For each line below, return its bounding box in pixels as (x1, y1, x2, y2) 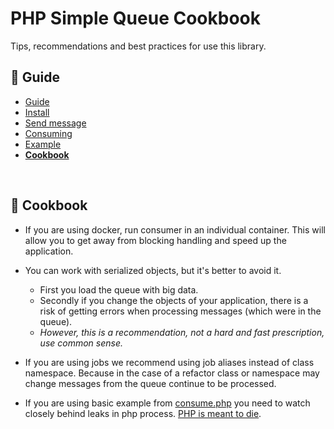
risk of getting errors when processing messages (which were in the (39, 305, 322, 317)
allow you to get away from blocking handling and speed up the (24, 234, 287, 246)
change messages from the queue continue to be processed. (24, 377, 277, 389)
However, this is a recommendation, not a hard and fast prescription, (39, 326, 325, 338)
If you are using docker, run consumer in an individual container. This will (24, 223, 326, 236)
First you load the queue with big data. (39, 283, 199, 296)
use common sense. (39, 337, 123, 349)
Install (24, 106, 50, 118)
